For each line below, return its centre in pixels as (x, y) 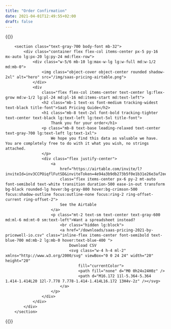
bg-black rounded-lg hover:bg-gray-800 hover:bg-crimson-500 (72, 189)
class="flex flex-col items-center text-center (93, 93)
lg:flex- (156, 93)
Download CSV (83, 246)
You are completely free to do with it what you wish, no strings (77, 144)
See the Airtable (78, 205)
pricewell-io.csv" (25, 235)
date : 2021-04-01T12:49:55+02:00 (41, 16)
